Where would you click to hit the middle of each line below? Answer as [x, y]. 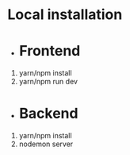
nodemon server [46, 144]
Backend [48, 114]
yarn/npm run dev [48, 82]
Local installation [65, 15]
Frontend [50, 51]
